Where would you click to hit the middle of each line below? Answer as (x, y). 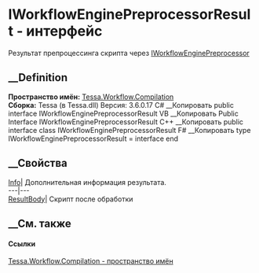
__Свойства (38, 163)
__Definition (38, 77)
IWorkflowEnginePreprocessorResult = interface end (93, 138)
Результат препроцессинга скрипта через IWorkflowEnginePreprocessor (129, 53)
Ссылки (22, 243)
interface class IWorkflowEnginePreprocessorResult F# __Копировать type (129, 130)
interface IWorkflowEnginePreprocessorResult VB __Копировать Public (124, 113)
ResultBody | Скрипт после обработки (71, 199)
